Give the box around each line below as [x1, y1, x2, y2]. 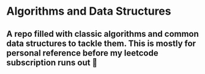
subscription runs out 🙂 [6, 57, 98, 68]
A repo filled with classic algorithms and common [6, 29, 199, 39]
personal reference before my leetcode [6, 48, 158, 58]
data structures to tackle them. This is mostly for [6, 38, 196, 48]
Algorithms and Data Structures [6, 4, 171, 18]
